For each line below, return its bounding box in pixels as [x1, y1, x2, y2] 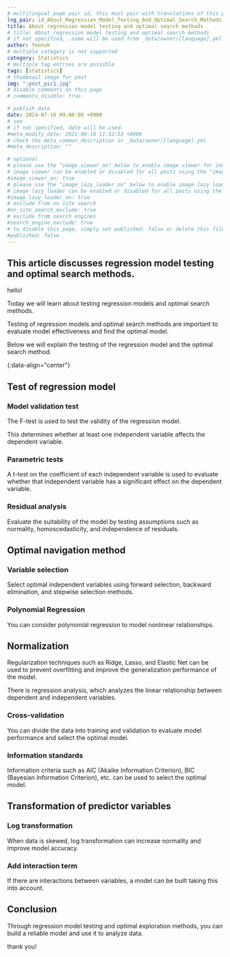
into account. [7, 884, 44, 892]
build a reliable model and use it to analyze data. [7, 929, 144, 937]
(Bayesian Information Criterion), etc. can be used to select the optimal [7, 773, 207, 781]
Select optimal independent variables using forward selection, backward [7, 580, 212, 589]
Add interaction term [7, 860, 77, 870]
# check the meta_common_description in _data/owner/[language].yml [7, 137, 207, 144]
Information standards [7, 750, 84, 760]
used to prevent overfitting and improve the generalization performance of [7, 665, 217, 674]
